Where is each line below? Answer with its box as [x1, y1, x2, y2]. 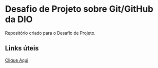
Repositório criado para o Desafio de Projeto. [5, 30, 96, 36]
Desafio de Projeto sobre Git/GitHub [5, 3, 154, 15]
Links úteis [5, 44, 39, 52]
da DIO [5, 14, 33, 25]
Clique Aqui [5, 57, 28, 63]
